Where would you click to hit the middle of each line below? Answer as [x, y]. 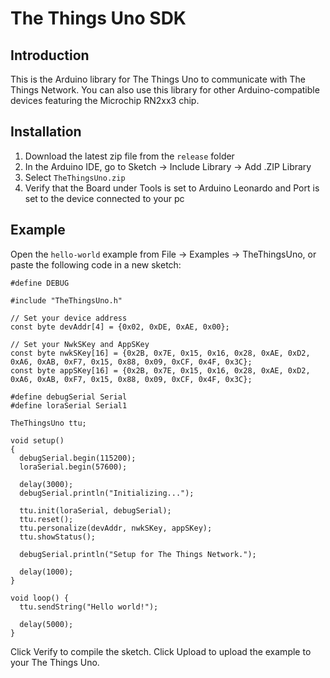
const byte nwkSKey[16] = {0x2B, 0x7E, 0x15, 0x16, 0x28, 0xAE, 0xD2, [160, 353]
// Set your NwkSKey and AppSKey [80, 344]
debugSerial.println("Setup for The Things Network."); [138, 554]
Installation [46, 132]
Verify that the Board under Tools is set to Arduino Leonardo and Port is [172, 188]
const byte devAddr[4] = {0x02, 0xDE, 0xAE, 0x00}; [120, 327]
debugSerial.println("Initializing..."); [107, 493]
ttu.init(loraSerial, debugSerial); [95, 510]
